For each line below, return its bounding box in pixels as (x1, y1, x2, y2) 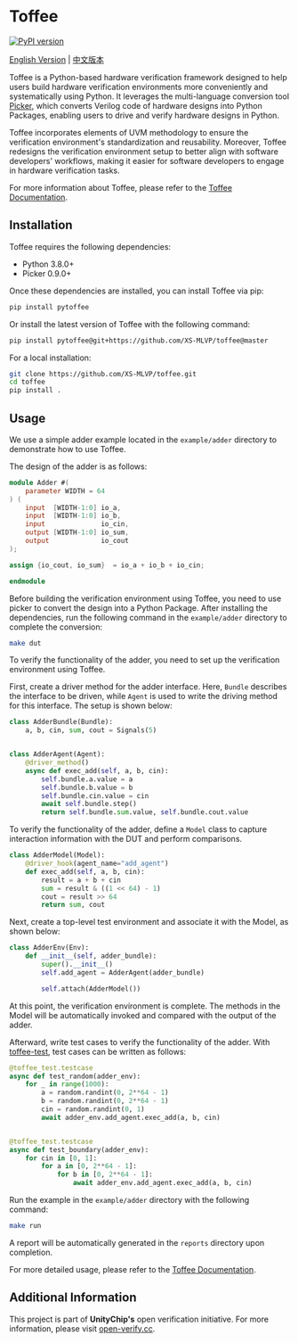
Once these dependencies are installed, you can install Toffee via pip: (9, 285, 264, 296)
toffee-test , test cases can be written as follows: (9, 1046, 187, 1057)
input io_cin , (25, 520, 129, 529)
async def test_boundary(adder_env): (9, 1145, 149, 1154)
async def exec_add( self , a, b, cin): (25, 766, 169, 775)
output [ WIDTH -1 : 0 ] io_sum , (25, 528, 129, 537)
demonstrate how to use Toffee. (9, 443, 126, 454)
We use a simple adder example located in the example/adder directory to (9, 434, 278, 445)
